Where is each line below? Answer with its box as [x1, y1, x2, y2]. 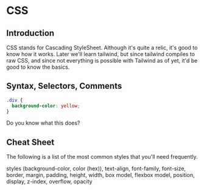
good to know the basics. [6, 63, 70, 71]
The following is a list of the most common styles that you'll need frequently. [6, 153, 198, 161]
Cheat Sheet [6, 137, 55, 147]
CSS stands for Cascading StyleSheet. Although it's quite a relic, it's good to [6, 44, 198, 51]
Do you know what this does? [6, 119, 80, 127]
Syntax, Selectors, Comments [6, 81, 122, 91]
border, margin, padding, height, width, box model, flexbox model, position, [6, 172, 195, 179]
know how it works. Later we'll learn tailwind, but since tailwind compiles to [6, 50, 195, 58]
